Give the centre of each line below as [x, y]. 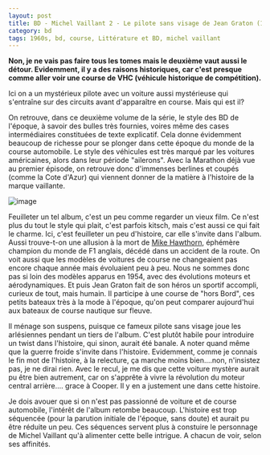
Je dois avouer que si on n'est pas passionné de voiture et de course [123, 401]
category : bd [30, 30]
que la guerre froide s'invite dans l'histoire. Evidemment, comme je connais [133, 352]
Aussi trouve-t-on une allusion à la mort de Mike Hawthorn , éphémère [124, 242]
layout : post [30, 16]
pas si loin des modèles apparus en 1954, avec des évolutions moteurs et [129, 277]
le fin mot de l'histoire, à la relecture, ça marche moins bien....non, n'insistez [134, 360]
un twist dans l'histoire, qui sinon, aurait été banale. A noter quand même [129, 343]
